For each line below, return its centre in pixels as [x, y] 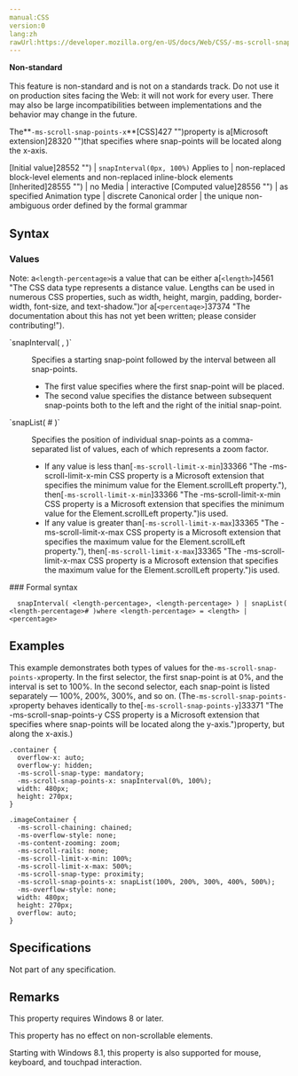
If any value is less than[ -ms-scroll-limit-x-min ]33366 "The [156, 466]
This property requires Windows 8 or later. [86, 1018]
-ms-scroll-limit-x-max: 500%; [75, 866]
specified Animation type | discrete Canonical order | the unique [126, 196]
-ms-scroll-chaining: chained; [75, 827]
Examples [37, 646]
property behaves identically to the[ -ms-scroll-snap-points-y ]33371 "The [148, 705]
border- [268, 297]
